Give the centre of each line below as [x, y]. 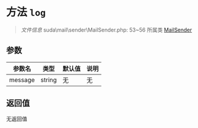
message [22, 80]
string [49, 80]
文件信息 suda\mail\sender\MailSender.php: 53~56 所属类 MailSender [106, 30]
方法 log [26, 12]
